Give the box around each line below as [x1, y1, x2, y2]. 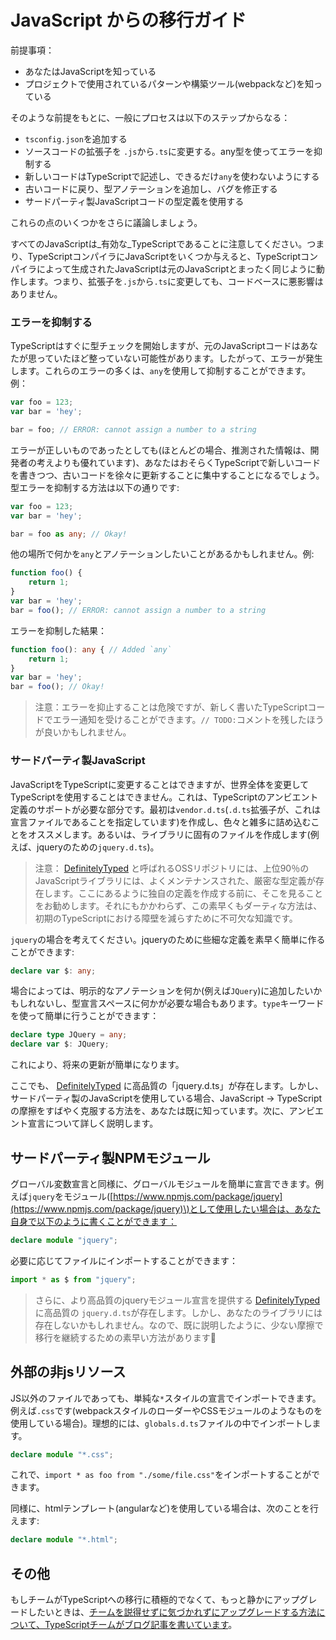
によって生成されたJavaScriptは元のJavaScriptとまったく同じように [36, 262, 317, 275]
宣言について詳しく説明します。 [27, 1117, 159, 1130]
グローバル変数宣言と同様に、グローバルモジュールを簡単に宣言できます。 [10, 1177, 315, 1190]
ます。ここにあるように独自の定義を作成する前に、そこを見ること [52, 887, 323, 899]
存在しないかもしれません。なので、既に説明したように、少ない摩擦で [34, 1319, 324, 1331]
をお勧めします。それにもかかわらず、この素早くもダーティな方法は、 [34, 899, 323, 911]
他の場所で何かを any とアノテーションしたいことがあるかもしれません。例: [10, 548, 315, 560]
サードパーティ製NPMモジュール [10, 1149, 211, 1166]
